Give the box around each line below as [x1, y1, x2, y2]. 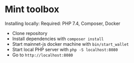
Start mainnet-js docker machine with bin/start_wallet [12, 41, 129, 47]
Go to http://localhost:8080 [12, 52, 73, 58]
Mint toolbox [5, 4, 60, 15]
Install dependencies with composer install [12, 36, 104, 42]
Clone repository [12, 30, 48, 36]
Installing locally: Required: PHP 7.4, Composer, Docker [5, 20, 121, 26]
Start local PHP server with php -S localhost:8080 [12, 46, 118, 52]
